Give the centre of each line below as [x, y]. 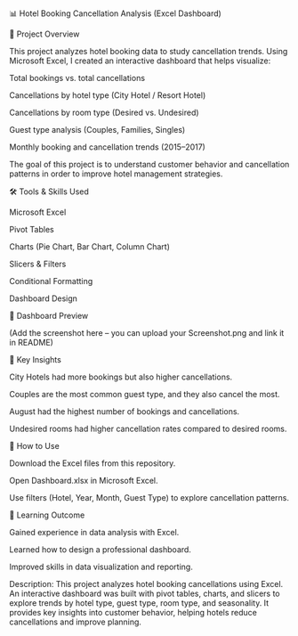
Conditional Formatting [51, 281]
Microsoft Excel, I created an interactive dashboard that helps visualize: [140, 61]
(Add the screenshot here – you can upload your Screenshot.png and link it [147, 333]
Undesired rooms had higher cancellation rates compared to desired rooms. [148, 428]
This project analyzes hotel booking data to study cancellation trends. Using [149, 51]
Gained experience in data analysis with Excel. [94, 532]
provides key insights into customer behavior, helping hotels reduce [133, 612]
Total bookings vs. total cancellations [77, 78]
